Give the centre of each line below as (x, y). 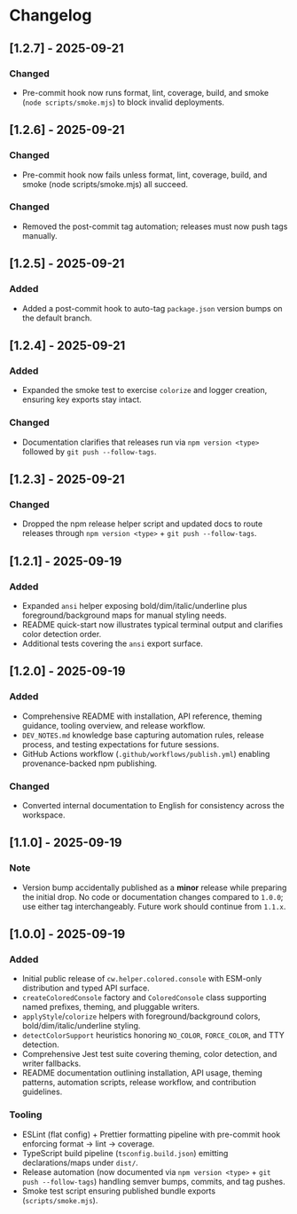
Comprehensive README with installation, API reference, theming (142, 716)
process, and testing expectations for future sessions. (121, 744)
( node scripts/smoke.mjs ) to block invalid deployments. (123, 102)
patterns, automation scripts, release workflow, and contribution (139, 1083)
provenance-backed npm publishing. (90, 763)
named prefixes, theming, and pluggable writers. (111, 1007)
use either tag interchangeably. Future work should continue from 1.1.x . (154, 906)
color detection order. (62, 634)
